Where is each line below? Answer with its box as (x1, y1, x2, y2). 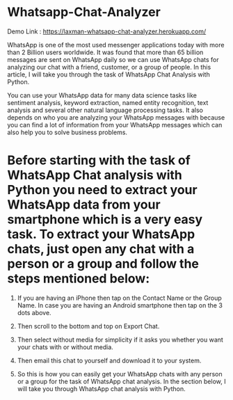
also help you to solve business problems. (7, 128, 127, 136)
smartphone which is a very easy (7, 211, 203, 227)
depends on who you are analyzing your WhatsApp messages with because (7, 113, 225, 122)
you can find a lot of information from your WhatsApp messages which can (7, 120, 223, 129)
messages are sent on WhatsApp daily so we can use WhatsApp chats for (7, 55, 219, 63)
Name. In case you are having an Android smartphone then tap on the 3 (17, 301, 223, 310)
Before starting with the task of (7, 152, 191, 168)
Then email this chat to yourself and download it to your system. (17, 356, 202, 365)
